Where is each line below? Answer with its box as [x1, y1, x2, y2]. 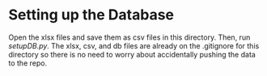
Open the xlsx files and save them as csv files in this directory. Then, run [8, 32, 251, 42]
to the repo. [8, 58, 47, 68]
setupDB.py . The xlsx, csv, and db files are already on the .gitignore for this [8, 40, 260, 50]
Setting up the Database [8, 6, 175, 24]
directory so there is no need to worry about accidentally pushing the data [8, 49, 256, 59]
